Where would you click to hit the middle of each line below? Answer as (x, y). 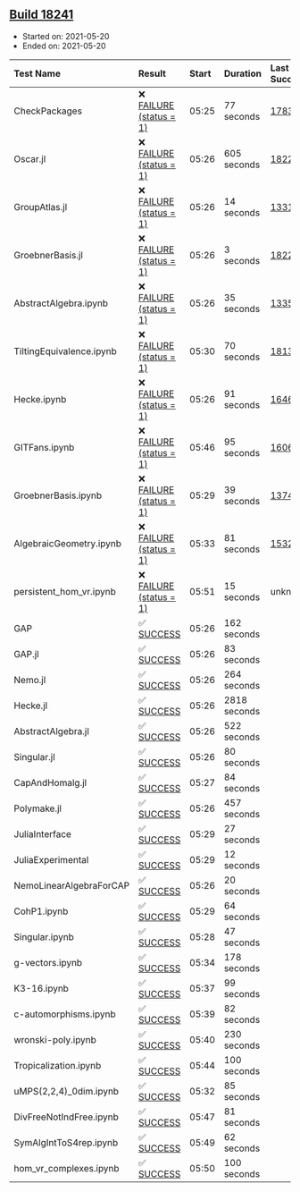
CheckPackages (48, 111)
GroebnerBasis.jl (48, 255)
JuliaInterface (42, 833)
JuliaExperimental (51, 859)
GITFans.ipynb (44, 447)
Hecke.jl (31, 706)
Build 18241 (42, 15)
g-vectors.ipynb (48, 962)
